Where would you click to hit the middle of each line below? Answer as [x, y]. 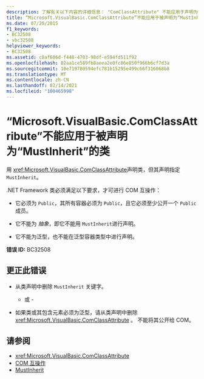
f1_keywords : [23, 29]
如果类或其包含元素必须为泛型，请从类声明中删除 [76, 312]
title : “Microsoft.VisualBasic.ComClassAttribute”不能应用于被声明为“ [93, 18]
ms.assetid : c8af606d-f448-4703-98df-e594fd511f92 [72, 57]
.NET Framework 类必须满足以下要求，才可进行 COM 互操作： [84, 190]
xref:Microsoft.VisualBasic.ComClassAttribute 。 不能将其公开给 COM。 [104, 320]
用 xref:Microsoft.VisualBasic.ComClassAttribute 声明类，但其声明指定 [93, 169]
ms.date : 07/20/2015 [32, 23]
